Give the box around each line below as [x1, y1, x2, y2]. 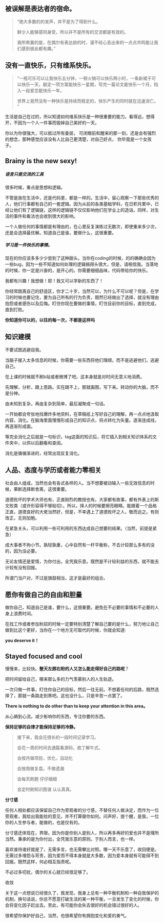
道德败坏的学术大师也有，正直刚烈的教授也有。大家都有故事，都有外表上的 [5, 497, 155, 502]
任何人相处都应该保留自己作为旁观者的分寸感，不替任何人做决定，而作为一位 [5, 807, 159, 813]
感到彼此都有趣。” [21, 46, 56, 51]
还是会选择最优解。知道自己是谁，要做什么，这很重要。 [5, 229, 116, 235]
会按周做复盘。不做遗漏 [17, 766, 64, 772]
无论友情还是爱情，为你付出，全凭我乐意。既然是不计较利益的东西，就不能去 [5, 558, 159, 564]
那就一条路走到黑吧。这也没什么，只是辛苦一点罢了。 [18, 693, 125, 698]
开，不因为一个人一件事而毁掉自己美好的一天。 [5, 120, 99, 125]
